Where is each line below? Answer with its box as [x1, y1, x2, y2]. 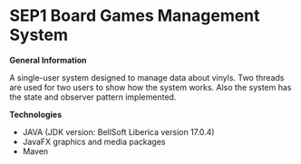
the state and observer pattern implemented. [9, 92, 177, 102]
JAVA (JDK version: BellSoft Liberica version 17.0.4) [22, 126, 215, 137]
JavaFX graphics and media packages [22, 136, 166, 147]
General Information [9, 54, 88, 65]
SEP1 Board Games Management [9, 5, 260, 26]
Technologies [9, 109, 63, 120]
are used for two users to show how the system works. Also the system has [9, 82, 292, 92]
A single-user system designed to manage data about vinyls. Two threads [9, 72, 285, 82]
